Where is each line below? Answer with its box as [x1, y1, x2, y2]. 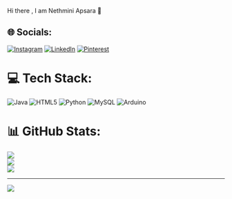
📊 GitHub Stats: [7, 123, 101, 139]
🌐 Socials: [7, 26, 52, 38]
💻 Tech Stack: [7, 70, 93, 86]
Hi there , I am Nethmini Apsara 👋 [7, 7, 102, 15]
